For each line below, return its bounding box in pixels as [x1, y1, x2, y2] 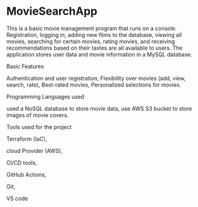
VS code [6, 195, 28, 202]
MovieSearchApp [6, 4, 98, 18]
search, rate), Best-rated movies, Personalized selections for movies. [6, 81, 181, 88]
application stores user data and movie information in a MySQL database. [6, 50, 192, 58]
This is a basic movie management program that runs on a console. [6, 25, 177, 32]
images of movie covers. [6, 111, 69, 119]
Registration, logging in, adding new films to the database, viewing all [6, 31, 182, 38]
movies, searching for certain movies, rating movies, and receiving [6, 37, 175, 45]
